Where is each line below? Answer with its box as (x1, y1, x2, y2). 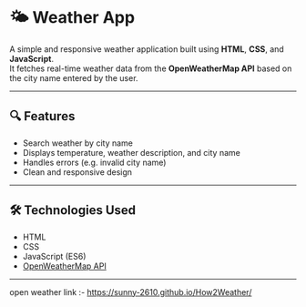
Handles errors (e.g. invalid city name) (22, 157, 167, 168)
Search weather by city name (22, 138, 134, 148)
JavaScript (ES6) (22, 251, 87, 261)
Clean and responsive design (22, 166, 133, 178)
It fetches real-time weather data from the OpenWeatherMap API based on (9, 63, 292, 74)
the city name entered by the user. (9, 72, 138, 83)
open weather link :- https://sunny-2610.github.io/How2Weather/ (9, 286, 252, 297)
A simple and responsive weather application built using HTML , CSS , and (9, 43, 284, 55)
